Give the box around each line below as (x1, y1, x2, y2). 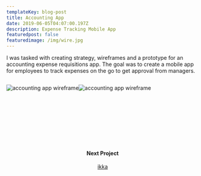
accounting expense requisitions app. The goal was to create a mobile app (6, 61, 194, 68)
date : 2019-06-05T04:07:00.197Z (6, 20, 89, 26)
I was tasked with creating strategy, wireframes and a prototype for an (6, 54, 183, 61)
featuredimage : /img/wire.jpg (6, 37, 84, 43)
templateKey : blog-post (6, 9, 67, 15)
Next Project (86, 149, 119, 156)
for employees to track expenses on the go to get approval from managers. (6, 67, 196, 74)
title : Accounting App (6, 15, 64, 21)
